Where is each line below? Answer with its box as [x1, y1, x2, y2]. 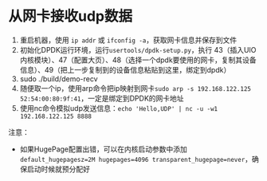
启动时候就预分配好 [26, 164, 90, 174]
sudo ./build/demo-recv [19, 73, 98, 84]
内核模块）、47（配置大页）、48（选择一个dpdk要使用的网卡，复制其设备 [19, 55, 257, 65]
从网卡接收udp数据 [8, 7, 133, 26]
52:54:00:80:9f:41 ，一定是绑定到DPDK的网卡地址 [19, 93, 185, 103]
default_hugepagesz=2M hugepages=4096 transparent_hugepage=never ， [19, 154, 253, 163]
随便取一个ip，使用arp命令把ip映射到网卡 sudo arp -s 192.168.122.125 [19, 83, 251, 92]
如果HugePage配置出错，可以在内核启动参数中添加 [19, 144, 187, 154]
